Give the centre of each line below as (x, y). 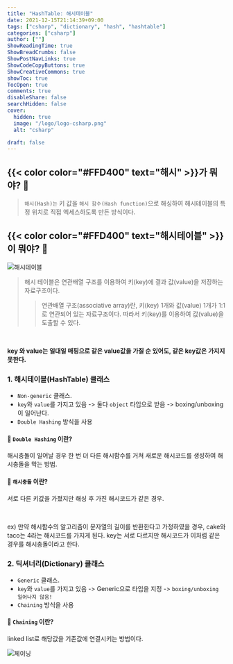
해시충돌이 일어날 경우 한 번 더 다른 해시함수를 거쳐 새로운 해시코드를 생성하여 (112, 456)
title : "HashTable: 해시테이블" (50, 14)
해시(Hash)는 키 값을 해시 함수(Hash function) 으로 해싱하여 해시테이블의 (121, 204)
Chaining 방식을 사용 (45, 604)
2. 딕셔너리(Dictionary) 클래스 (56, 563)
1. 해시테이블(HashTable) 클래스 (59, 379)
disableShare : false (37, 98)
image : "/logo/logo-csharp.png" (60, 123)
